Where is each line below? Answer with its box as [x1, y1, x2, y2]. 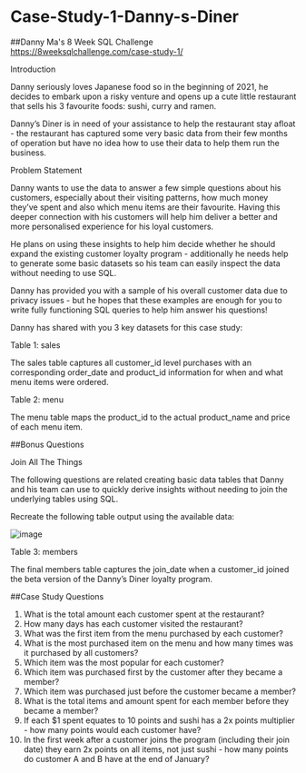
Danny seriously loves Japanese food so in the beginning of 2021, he [10, 81, 269, 92]
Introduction [10, 64, 56, 74]
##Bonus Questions [10, 439, 84, 450]
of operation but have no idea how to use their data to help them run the [10, 137, 280, 148]
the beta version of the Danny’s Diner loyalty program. [10, 573, 212, 584]
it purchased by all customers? [23, 647, 139, 658]
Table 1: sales [10, 339, 61, 351]
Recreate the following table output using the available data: [10, 510, 235, 521]
